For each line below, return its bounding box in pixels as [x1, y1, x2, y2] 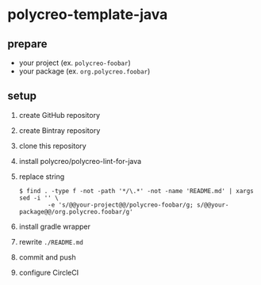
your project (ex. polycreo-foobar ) [18, 58, 132, 67]
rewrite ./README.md [18, 237, 84, 246]
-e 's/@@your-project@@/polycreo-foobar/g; [48, 200, 194, 209]
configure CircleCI [18, 268, 79, 277]
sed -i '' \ [18, 194, 59, 202]
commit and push [18, 252, 76, 262]
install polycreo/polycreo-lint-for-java [18, 156, 142, 165]
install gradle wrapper [18, 222, 91, 231]
